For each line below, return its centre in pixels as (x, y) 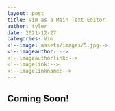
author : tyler (27, 26)
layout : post (26, 13)
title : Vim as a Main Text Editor (56, 20)
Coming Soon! (38, 98)
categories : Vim (30, 39)
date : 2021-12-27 (32, 33)
